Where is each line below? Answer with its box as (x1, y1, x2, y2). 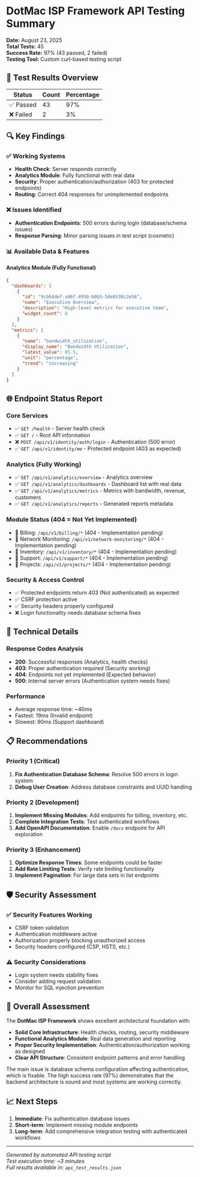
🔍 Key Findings (6, 131, 65, 141)
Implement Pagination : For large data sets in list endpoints (14, 871, 160, 879)
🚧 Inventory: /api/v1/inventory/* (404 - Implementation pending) (14, 548, 177, 555)
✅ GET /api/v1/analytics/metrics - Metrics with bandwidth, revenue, (14, 487, 186, 494)
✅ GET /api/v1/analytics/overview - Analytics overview (14, 474, 153, 481)
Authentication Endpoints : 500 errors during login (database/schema (14, 219, 187, 226)
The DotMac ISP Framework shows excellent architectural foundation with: (6, 1017, 190, 1025)
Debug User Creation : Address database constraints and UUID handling (14, 783, 192, 790)
